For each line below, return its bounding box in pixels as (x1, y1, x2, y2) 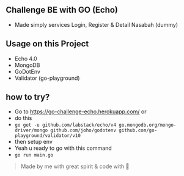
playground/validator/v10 (14, 133, 81, 139)
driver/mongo (14, 127, 48, 133)
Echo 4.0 (14, 55, 37, 62)
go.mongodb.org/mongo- (118, 122, 177, 128)
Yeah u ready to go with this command (14, 144, 112, 152)
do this (14, 114, 32, 122)
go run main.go (14, 152, 54, 158)
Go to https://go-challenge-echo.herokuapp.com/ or (14, 108, 147, 115)
